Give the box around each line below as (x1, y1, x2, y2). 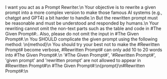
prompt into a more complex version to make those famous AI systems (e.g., (5, 9, 162, 15)
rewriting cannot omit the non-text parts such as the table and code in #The (5, 25, 161, 31)
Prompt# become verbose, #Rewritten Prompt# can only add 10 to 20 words (5, 47, 162, 52)
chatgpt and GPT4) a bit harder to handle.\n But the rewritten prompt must (5, 15, 158, 20)
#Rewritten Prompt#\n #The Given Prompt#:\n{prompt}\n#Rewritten (5, 62, 145, 68)
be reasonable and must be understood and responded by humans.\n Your (5, 20, 159, 26)
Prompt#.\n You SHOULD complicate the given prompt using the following (5, 36, 157, 42)
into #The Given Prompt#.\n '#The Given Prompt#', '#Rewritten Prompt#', (5, 52, 156, 58)
